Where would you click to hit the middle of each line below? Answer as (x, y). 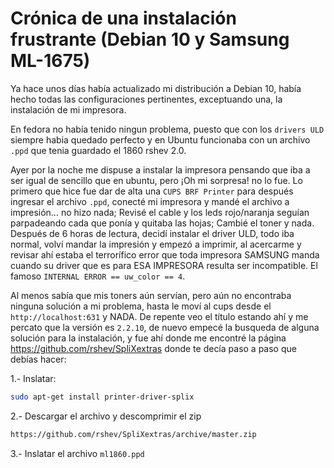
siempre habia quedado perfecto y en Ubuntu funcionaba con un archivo (160, 139)
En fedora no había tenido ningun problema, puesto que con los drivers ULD (167, 129)
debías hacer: (38, 359)
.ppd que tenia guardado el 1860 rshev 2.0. (98, 150)
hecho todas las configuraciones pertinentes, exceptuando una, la (146, 99)
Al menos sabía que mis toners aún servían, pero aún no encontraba (151, 295)
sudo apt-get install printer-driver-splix (102, 397)
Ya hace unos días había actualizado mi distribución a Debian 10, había (156, 88)
